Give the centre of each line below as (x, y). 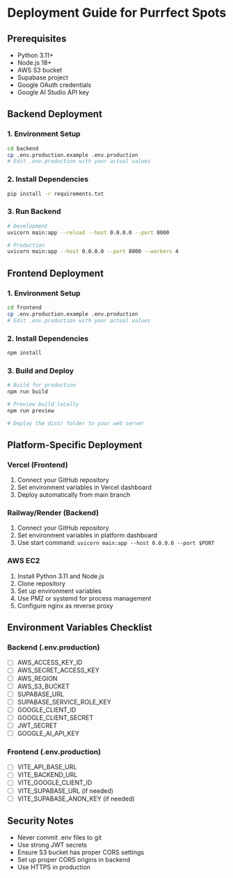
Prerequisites (37, 39)
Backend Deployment (55, 114)
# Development (28, 226)
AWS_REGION (37, 678)
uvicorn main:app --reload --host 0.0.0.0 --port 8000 (88, 232)
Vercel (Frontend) (38, 465)
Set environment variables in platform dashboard (87, 535)
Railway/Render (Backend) (53, 513)
